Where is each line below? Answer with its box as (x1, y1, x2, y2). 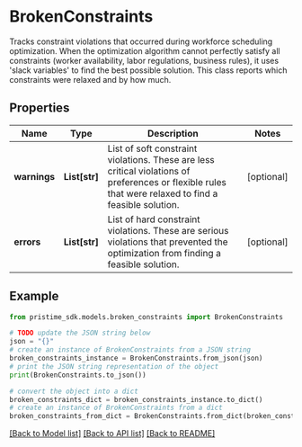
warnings (13, 170, 56, 183)
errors (13, 236, 41, 248)
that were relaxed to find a (107, 187, 218, 200)
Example (9, 289, 59, 304)
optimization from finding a (107, 246, 222, 259)
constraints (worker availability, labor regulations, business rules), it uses (9, 55, 280, 66)
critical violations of (107, 165, 191, 177)
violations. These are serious (107, 224, 229, 237)
